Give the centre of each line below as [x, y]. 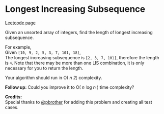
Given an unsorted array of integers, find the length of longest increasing [79, 32]
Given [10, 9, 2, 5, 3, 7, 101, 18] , [43, 52]
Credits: [14, 97]
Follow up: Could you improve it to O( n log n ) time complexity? [69, 87]
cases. [12, 107]
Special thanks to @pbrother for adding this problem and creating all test [79, 102]
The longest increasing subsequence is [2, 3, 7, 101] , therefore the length [82, 57]
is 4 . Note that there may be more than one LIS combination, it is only [75, 63]
